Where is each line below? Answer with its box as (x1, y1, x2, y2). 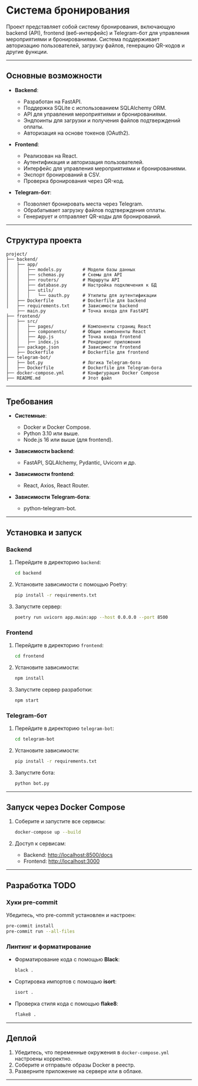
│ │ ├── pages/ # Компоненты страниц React (6, 323, 151, 330)
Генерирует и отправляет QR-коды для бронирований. (23, 213, 162, 220)
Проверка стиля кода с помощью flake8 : (14, 1000, 118, 1007)
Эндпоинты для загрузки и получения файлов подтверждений (23, 116, 181, 124)
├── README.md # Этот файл (6, 375, 112, 381)
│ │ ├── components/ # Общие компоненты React (6, 328, 146, 334)
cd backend (14, 570, 42, 576)
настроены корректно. (14, 1055, 72, 1062)
